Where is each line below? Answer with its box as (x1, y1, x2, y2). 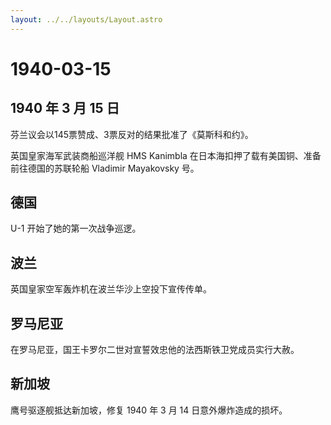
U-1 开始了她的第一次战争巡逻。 (10, 222, 142, 235)
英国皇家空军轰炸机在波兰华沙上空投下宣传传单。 (10, 283, 212, 295)
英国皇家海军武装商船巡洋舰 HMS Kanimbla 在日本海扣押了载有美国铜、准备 (10, 149, 322, 161)
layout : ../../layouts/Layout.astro (10, 14, 163, 25)
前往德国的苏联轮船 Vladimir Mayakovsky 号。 (10, 162, 200, 174)
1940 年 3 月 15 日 (10, 100, 120, 117)
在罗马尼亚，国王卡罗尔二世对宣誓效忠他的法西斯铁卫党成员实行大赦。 (10, 344, 300, 356)
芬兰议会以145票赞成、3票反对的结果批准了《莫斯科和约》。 (10, 128, 254, 140)
